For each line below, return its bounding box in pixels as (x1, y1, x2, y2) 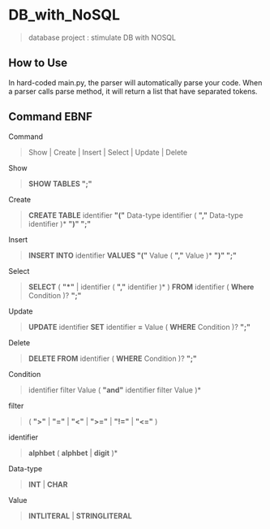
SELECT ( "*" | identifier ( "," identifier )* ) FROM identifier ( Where (28, 282, 255, 292)
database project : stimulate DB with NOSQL (28, 33, 177, 42)
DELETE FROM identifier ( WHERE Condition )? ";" (28, 353, 197, 363)
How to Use (8, 56, 68, 70)
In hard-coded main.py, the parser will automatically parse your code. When (8, 77, 263, 87)
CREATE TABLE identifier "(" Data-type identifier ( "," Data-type (28, 210, 243, 220)
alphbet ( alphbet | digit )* (28, 448, 118, 457)
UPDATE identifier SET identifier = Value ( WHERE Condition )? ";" (28, 322, 251, 332)
